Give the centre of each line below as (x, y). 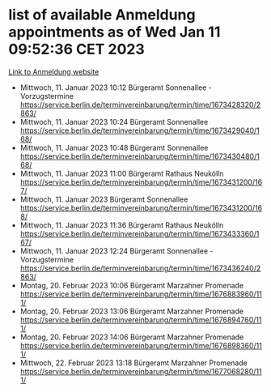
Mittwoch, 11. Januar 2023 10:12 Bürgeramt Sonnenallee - (116, 87)
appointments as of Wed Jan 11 (114, 32)
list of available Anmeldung (102, 15)
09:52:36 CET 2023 (76, 49)
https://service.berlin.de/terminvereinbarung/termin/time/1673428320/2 (140, 104)
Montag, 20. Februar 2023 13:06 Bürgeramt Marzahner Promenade (132, 311)
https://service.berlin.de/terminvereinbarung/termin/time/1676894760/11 (141, 320)
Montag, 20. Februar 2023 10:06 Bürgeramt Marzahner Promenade (132, 285)
